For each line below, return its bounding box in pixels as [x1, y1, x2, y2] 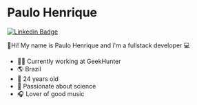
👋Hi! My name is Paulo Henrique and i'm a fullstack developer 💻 [7, 41, 191, 49]
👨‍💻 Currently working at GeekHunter [17, 57, 122, 65]
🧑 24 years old [17, 74, 59, 83]
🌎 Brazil [17, 65, 41, 73]
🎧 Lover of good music [17, 89, 85, 97]
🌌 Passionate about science [17, 82, 96, 90]
